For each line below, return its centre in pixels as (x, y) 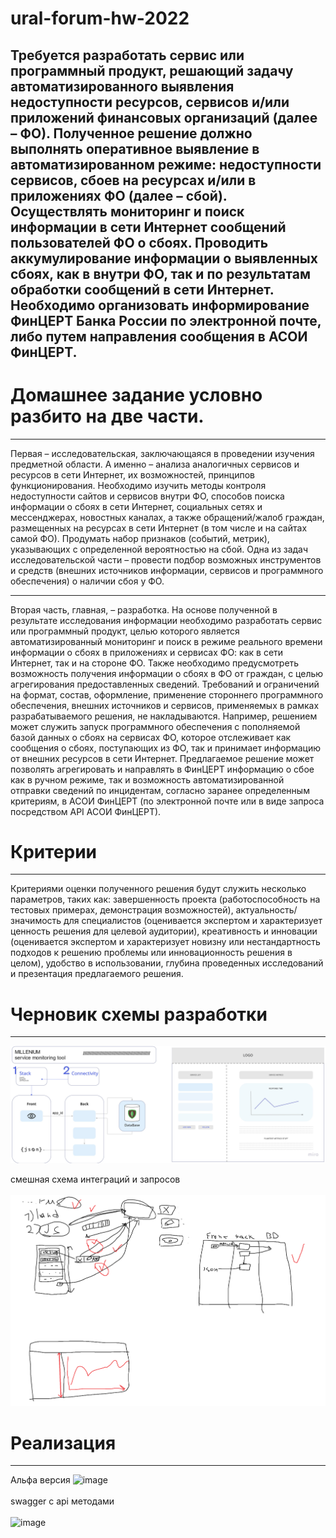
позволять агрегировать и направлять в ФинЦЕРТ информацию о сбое (162, 769)
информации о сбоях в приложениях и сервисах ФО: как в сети (147, 652)
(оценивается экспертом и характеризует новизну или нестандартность (165, 942)
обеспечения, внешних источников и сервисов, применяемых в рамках (165, 705)
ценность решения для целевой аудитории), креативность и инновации (164, 931)
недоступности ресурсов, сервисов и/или (150, 102)
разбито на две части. (107, 416)
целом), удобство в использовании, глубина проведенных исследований (167, 963)
